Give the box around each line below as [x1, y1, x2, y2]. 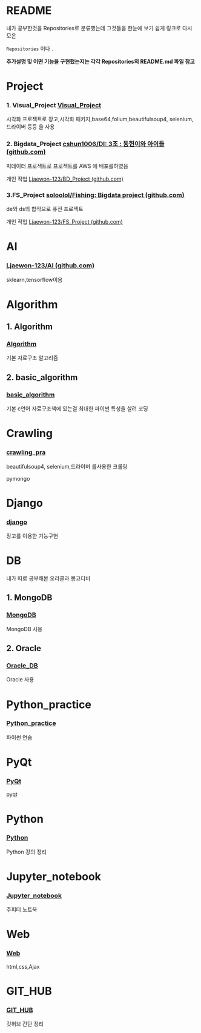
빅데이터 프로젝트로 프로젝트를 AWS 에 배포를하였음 [6, 162, 128, 170]
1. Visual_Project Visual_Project [6, 101, 102, 110]
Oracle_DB [6, 661, 38, 670]
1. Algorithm [6, 322, 53, 332]
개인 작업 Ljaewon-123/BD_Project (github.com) [6, 175, 124, 182]
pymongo [6, 475, 30, 482]
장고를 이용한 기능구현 [6, 532, 59, 540]
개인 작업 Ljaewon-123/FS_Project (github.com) [6, 218, 123, 226]
